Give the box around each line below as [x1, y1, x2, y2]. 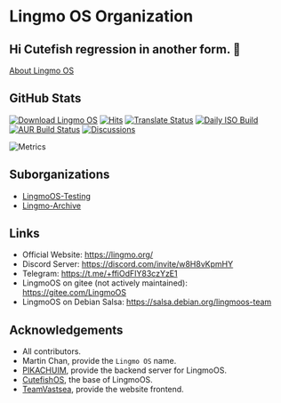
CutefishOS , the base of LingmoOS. [21, 375, 153, 385]
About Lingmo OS [9, 65, 74, 76]
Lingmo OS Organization [9, 6, 194, 27]
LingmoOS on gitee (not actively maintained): [21, 278, 189, 288]
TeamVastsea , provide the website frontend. [21, 384, 184, 395]
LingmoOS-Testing [21, 190, 92, 201]
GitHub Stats [9, 91, 82, 106]
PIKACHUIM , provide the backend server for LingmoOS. [21, 365, 227, 375]
